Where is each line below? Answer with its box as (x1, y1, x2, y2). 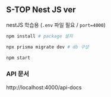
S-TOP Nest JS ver (6, 5, 76, 15)
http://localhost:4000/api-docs (6, 83, 82, 91)
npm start (6, 55, 31, 61)
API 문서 (6, 70, 30, 78)
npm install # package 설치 (6, 33, 73, 39)
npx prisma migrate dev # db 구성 (6, 44, 89, 50)
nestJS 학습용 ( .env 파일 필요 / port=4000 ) (6, 21, 106, 29)
